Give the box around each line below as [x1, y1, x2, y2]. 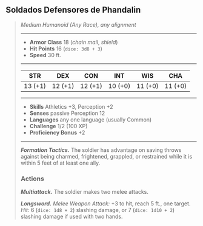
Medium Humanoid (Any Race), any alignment [20, 21, 137, 28]
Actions [20, 174, 45, 183]
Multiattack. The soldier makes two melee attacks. [20, 188, 149, 196]
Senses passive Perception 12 [29, 109, 105, 117]
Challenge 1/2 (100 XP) [29, 122, 88, 129]
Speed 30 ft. [29, 51, 61, 58]
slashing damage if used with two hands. [20, 213, 123, 221]
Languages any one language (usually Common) [29, 115, 152, 123]
